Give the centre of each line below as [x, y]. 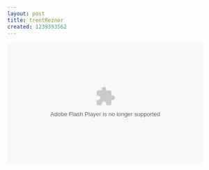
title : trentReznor [36, 20]
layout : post [26, 14]
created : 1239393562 [37, 26]
